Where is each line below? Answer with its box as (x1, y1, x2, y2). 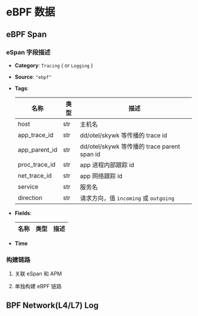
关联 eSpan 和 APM (14, 270, 62, 278)
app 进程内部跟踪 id (80, 161, 134, 169)
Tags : (14, 84, 29, 92)
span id (80, 150, 101, 158)
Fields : (14, 209, 32, 216)
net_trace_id (17, 171, 52, 180)
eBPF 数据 (6, 5, 55, 19)
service (17, 183, 39, 191)
